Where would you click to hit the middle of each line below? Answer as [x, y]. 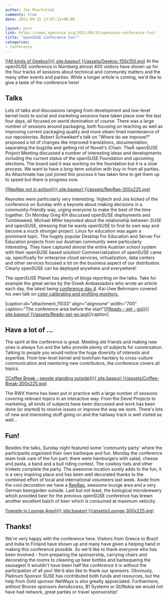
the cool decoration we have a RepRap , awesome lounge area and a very [81, 485]
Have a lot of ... [29, 330]
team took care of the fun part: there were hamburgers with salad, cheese [81, 459]
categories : [18, 42]
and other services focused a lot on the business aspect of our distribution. [83, 263]
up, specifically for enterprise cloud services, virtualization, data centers [80, 257]
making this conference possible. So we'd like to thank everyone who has [81, 549]
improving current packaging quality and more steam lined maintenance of [82, 131]
